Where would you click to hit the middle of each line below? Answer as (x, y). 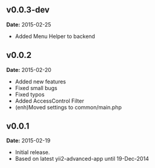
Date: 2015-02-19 (28, 141)
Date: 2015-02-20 (29, 69)
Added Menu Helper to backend (55, 36)
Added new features (41, 82)
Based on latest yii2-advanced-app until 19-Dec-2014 (82, 159)
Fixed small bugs (36, 88)
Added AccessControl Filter (50, 101)
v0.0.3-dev (28, 10)
